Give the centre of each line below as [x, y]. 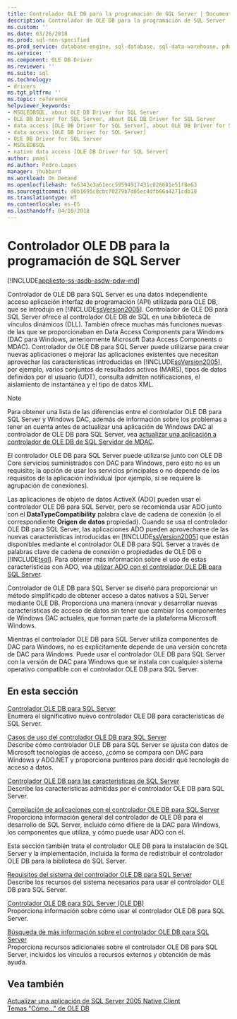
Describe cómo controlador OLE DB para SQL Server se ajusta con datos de [117, 744]
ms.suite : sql [28, 73]
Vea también [36, 984]
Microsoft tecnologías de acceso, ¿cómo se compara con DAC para [105, 752]
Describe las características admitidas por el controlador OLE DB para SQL [116, 788]
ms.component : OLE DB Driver [50, 60]
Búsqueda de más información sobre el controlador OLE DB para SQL [108, 932]
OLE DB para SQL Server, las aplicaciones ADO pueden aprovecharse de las [118, 529]
